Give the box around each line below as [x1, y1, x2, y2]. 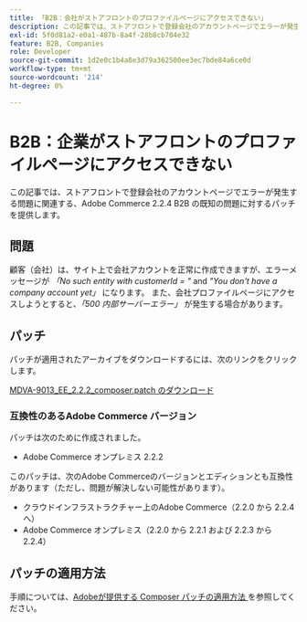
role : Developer [9, 47, 71, 57]
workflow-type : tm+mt [9, 65, 92, 74]
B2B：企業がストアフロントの [9, 132, 233, 152]
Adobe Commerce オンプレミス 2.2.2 [22, 451, 164, 462]
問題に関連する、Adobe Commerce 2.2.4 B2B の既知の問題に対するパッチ [16, 197, 296, 208]
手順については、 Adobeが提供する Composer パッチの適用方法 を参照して [9, 591, 288, 603]
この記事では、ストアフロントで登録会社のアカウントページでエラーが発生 [9, 186, 290, 197]
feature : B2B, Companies [9, 38, 104, 48]
